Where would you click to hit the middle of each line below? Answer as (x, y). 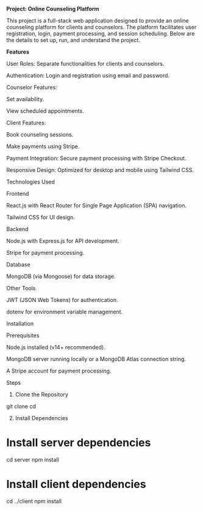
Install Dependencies (41, 418)
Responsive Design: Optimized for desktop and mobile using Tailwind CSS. (100, 170)
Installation (20, 323)
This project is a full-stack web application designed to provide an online (98, 20)
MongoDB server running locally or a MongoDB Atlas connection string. (96, 359)
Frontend (18, 194)
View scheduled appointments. (45, 111)
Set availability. (25, 99)
